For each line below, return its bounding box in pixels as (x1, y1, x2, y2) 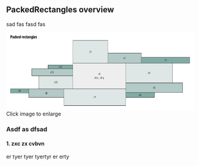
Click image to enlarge (6, 110, 61, 118)
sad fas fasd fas (6, 20, 46, 27)
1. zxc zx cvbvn (6, 140, 45, 147)
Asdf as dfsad (6, 125, 48, 133)
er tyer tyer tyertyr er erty (6, 153, 70, 160)
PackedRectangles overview (6, 5, 114, 15)
